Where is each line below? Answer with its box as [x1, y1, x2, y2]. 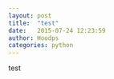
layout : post [8, 11, 52, 20]
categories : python [8, 41, 74, 49]
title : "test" [8, 19, 59, 27]
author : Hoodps [8, 34, 59, 42]
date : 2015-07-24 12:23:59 [8, 26, 106, 34]
